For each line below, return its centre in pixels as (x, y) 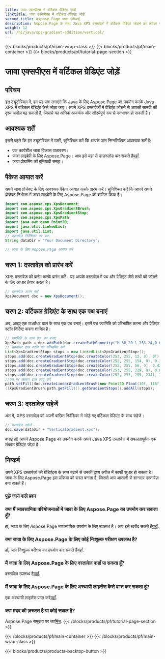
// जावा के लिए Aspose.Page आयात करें (39, 250)
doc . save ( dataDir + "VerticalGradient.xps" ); (52, 429)
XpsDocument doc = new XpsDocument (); (45, 296)
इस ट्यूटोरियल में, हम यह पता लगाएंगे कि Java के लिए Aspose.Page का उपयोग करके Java (80, 102)
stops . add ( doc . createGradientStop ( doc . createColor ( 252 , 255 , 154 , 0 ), (79, 361)
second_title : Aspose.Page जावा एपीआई (42, 19)
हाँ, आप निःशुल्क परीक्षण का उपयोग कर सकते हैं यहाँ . (45, 550)
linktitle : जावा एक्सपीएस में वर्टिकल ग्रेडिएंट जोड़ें (45, 14)
